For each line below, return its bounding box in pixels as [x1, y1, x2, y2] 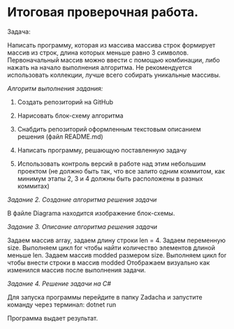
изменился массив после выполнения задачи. [7, 265, 147, 274]
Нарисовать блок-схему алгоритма [17, 111, 124, 120]
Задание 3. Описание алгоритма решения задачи [7, 222, 158, 231]
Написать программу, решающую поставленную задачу [17, 146, 187, 154]
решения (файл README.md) [17, 132, 103, 141]
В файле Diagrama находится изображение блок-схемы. [7, 209, 175, 217]
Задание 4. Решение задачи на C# [7, 279, 112, 288]
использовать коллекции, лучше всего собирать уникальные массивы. [7, 71, 221, 79]
